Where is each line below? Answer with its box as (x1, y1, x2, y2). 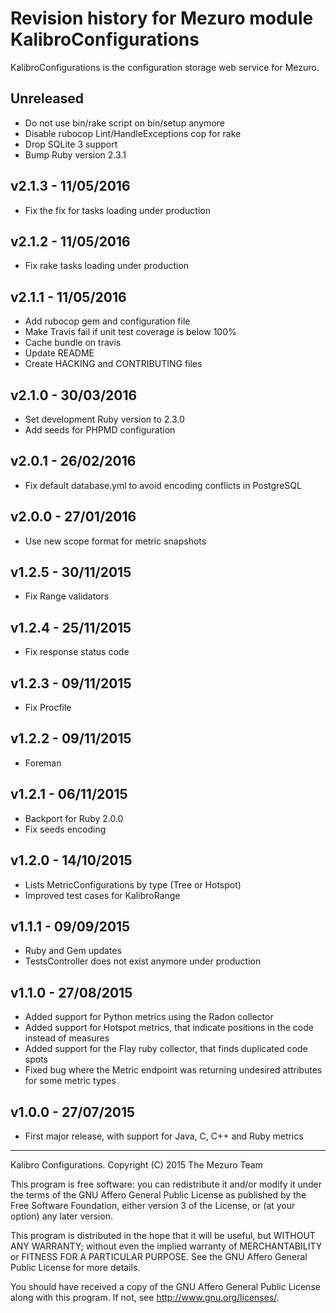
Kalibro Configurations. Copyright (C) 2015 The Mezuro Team (10, 1158, 263, 1171)
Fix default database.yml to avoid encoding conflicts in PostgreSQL (24, 479, 302, 491)
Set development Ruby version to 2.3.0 (24, 413, 185, 425)
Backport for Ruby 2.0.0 (24, 812, 124, 824)
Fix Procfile (24, 702, 72, 714)
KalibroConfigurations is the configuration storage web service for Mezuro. (10, 61, 320, 73)
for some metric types (24, 1075, 117, 1087)
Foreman (24, 757, 62, 769)
